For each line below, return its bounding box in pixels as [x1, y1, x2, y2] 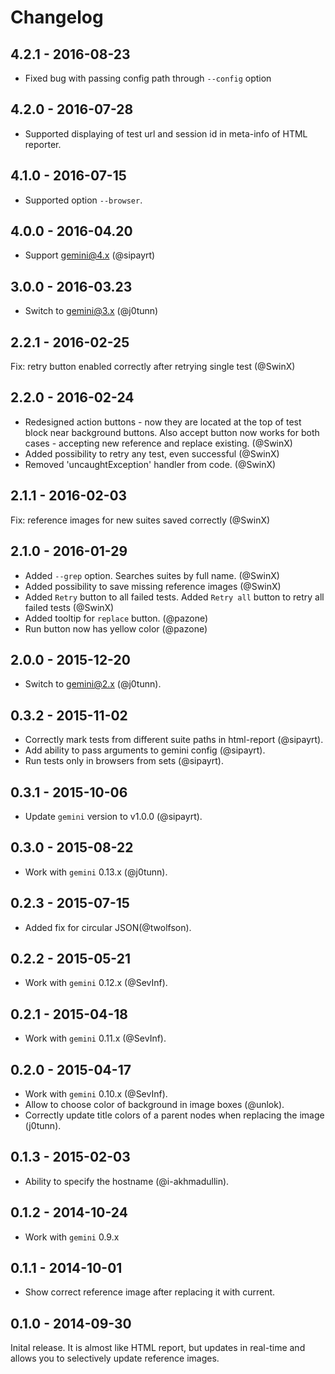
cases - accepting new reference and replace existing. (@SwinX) [24, 437, 293, 449]
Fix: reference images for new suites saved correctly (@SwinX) [10, 514, 271, 526]
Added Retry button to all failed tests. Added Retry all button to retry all [24, 591, 325, 603]
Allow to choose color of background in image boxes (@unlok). [24, 1099, 285, 1110]
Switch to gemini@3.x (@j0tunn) [24, 305, 159, 317]
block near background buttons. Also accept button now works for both [24, 426, 320, 438]
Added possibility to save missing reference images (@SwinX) [24, 580, 282, 592]
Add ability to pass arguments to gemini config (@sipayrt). [24, 744, 266, 756]
